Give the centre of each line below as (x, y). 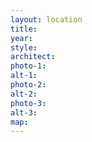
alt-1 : (24, 76)
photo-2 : (28, 85)
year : (21, 38)
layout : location (46, 19)
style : (24, 47)
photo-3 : (28, 103)
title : (24, 29)
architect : (33, 57)
